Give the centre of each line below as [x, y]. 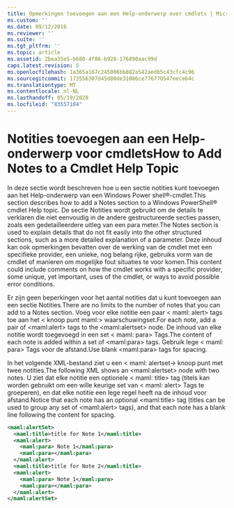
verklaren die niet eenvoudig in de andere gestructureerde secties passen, [114, 217]
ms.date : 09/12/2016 [37, 26]
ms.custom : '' [28, 20]
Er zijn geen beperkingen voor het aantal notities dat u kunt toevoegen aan [114, 298]
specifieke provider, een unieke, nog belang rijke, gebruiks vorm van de [110, 254]
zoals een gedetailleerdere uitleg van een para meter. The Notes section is [113, 224]
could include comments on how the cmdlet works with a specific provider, [115, 269]
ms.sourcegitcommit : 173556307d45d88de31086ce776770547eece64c [101, 78]
